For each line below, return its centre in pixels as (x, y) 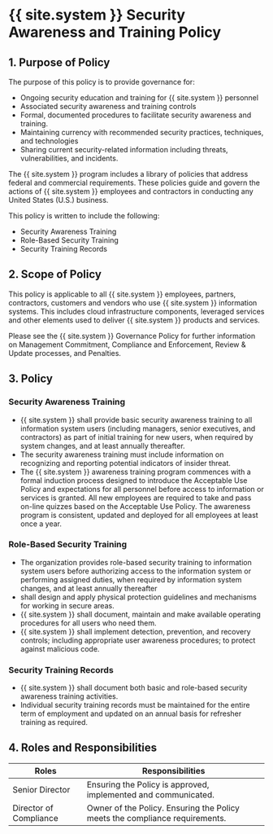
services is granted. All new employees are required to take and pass (136, 498)
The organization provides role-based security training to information (136, 562)
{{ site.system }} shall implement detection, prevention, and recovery (135, 631)
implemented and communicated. (151, 794)
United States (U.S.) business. (58, 200)
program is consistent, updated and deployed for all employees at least (139, 515)
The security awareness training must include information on (122, 454)
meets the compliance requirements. (156, 818)
